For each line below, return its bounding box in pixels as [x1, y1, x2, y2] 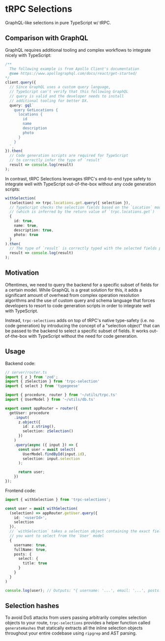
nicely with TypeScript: [5, 52, 52, 58]
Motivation [5, 269, 39, 277]
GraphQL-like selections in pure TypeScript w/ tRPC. [5, 20, 111, 26]
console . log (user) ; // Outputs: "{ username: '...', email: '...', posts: [5, 588, 162, 593]
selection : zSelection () [23, 429, 74, 434]
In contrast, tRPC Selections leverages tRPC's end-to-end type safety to [5, 175, 151, 181]
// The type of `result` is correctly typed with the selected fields [9, 246, 157, 251]
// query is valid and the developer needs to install [9, 93, 124, 99]
